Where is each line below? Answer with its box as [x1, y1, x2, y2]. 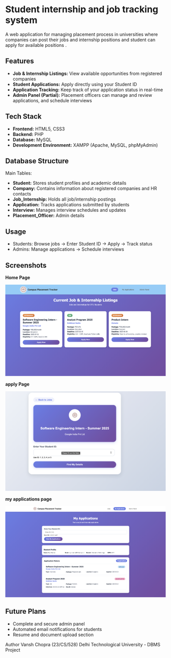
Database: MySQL [12, 136, 52, 143]
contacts [12, 191, 32, 197]
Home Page [5, 275, 31, 281]
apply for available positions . [5, 42, 67, 48]
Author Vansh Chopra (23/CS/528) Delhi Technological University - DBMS [5, 641, 160, 647]
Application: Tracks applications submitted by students [12, 202, 130, 208]
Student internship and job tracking [5, 4, 159, 15]
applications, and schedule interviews [12, 97, 93, 103]
